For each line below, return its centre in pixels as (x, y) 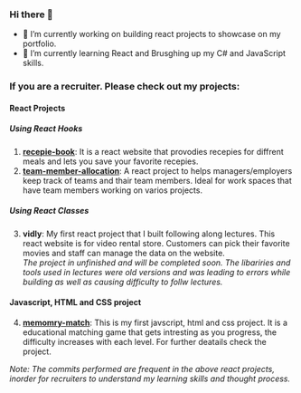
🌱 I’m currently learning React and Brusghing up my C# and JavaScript (154, 53)
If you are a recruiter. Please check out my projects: (125, 87)
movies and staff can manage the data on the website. (124, 253)
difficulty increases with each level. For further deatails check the (144, 341)
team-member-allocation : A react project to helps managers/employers (157, 170)
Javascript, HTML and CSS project (75, 302)
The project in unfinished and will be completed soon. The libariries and (156, 263)
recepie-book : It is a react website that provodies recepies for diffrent (153, 151)
